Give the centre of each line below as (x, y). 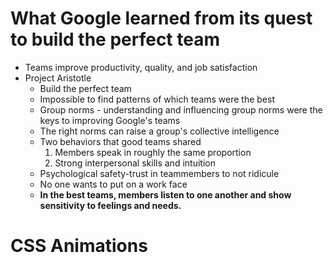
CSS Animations (79, 246)
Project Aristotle (58, 78)
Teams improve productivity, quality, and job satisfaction (141, 67)
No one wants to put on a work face (113, 184)
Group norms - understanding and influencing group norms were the (181, 109)
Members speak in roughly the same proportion (153, 152)
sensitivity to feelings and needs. (110, 205)
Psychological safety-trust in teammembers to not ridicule (159, 173)
